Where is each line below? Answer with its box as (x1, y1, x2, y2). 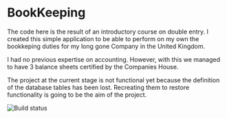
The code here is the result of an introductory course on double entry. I (7, 27, 208, 36)
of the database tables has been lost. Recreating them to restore (7, 83, 190, 91)
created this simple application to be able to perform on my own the (7, 34, 199, 43)
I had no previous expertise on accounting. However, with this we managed (7, 55, 220, 63)
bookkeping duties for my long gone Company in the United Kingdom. (7, 42, 206, 50)
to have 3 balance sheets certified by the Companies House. (7, 62, 179, 71)
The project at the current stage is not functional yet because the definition (7, 75, 220, 84)
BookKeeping (7, 5, 86, 21)
